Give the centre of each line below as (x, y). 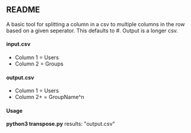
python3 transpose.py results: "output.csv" (61, 124)
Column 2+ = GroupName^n (49, 97)
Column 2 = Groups (39, 64)
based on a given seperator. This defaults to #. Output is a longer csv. (92, 30)
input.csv (19, 44)
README (23, 10)
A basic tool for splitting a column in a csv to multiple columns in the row (95, 24)
